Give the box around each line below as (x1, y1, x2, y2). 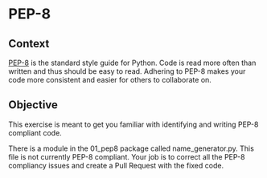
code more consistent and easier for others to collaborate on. (8, 75, 212, 84)
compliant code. (8, 127, 62, 137)
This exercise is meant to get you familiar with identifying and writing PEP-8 (8, 119, 259, 129)
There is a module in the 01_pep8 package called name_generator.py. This (8, 144, 255, 153)
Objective (8, 98, 59, 112)
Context (8, 37, 50, 51)
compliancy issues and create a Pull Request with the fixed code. (8, 160, 224, 170)
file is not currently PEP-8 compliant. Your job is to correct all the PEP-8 (8, 152, 245, 161)
